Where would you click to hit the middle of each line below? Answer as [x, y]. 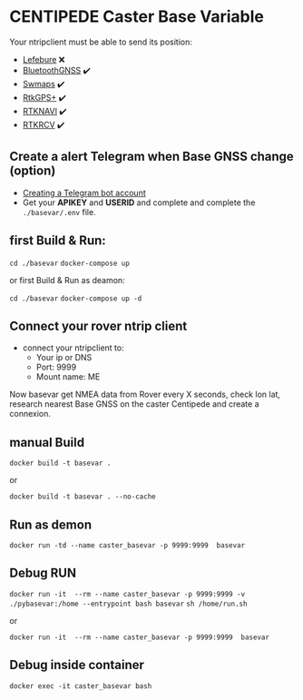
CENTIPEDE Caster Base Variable [137, 17]
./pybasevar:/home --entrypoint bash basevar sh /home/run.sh [128, 604]
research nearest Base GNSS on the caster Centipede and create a [134, 404]
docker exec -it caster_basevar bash [81, 686]
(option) [33, 171]
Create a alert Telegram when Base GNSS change [152, 157]
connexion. [30, 414]
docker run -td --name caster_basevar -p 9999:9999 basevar [127, 546]
